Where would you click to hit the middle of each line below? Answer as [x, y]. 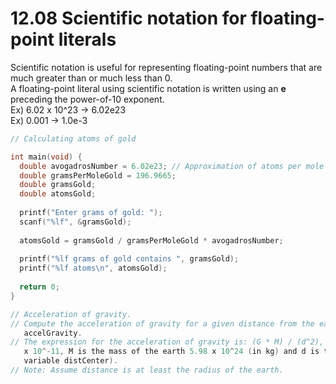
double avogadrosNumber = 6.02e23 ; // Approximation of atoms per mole [172, 166]
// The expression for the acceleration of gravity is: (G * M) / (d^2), [167, 342]
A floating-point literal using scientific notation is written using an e [148, 88]
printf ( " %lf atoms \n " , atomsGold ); [93, 268]
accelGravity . [53, 333]
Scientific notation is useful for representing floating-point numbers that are [166, 67]
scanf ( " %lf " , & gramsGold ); [75, 222]
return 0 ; [39, 287]
